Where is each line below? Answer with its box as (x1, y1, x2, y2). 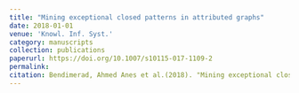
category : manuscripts (9, 37, 93, 47)
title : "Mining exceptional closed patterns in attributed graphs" (9, 12, 265, 22)
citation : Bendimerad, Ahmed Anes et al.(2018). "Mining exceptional (9, 71, 273, 80)
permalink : (9, 63, 50, 72)
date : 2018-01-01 (9, 21, 74, 30)
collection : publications (9, 46, 105, 55)
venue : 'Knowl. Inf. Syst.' (9, 29, 114, 38)
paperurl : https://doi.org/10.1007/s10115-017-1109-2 (9, 54, 214, 63)
